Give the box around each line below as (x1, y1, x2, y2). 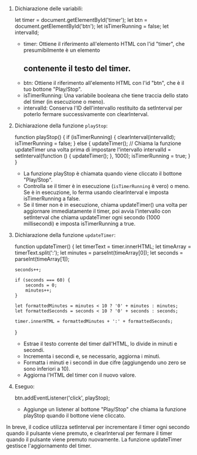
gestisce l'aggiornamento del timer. (6, 442, 92, 449)
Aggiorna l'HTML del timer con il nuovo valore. (23, 371, 136, 378)
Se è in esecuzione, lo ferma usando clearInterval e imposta (23, 189, 169, 196)
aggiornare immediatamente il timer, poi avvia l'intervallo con (23, 207, 171, 215)
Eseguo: (14, 383, 35, 390)
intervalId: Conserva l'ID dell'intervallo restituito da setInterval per (23, 104, 183, 111)
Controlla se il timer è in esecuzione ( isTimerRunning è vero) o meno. (23, 182, 190, 189)
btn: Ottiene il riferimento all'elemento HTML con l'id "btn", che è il (23, 79, 184, 86)
